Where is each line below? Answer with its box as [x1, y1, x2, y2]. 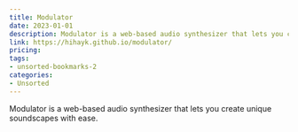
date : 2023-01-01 [9, 21, 74, 30]
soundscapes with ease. [9, 113, 98, 123]
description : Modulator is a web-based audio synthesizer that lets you [9, 29, 284, 38]
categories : [9, 71, 53, 80]
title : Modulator [9, 12, 74, 22]
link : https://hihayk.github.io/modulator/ [9, 37, 173, 47]
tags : [9, 54, 29, 63]
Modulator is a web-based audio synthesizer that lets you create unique [9, 103, 272, 113]
